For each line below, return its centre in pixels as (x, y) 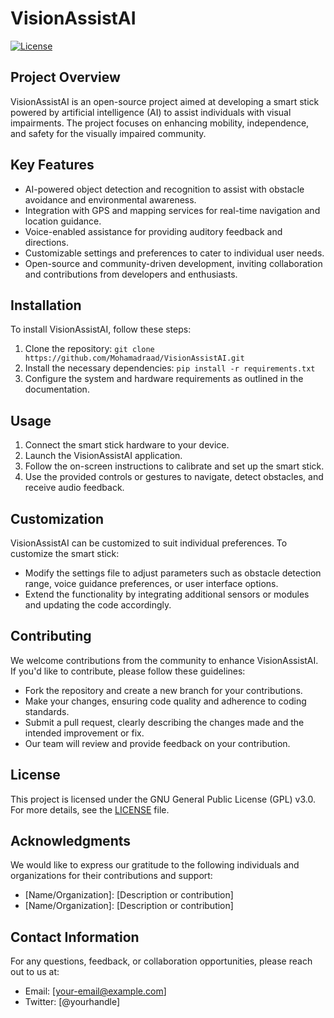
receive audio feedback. (74, 488)
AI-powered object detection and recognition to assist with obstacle (164, 189)
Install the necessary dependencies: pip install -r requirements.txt (170, 368)
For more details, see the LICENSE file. (90, 809)
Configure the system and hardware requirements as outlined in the (164, 379)
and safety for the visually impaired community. (108, 133)
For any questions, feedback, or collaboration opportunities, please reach (161, 961)
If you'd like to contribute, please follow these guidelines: (128, 671)
